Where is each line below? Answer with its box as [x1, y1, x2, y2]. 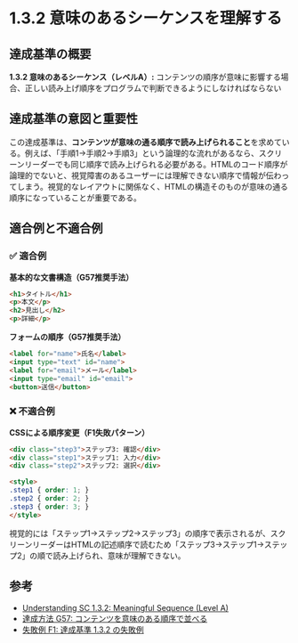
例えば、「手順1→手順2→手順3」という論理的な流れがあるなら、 [24, 148, 260, 159]
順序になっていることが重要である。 [9, 192, 142, 203]
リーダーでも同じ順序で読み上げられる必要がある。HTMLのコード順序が [24, 159, 288, 169]
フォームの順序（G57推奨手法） [9, 331, 126, 342]
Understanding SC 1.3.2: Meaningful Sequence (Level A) [21, 603, 230, 614]
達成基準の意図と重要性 [9, 111, 138, 126]
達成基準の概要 [9, 46, 92, 61]
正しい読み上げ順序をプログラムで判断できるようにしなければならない [24, 83, 282, 94]
